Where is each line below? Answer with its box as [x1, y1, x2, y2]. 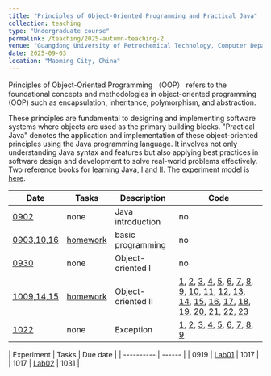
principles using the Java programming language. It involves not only [8, 139, 238, 148]
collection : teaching [8, 19, 81, 27]
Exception [115, 324, 153, 335]
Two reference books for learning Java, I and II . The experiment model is [8, 165, 250, 174]
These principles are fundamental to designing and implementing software [8, 113, 256, 123]
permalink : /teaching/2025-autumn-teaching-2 [8, 34, 164, 43]
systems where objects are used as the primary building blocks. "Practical [8, 122, 256, 132]
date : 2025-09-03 [8, 49, 67, 57]
